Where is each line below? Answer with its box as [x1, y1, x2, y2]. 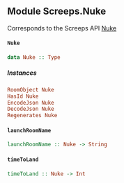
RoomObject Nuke [7, 86, 54, 93]
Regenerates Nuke [7, 112, 58, 119]
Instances [7, 69, 37, 77]
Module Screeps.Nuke [7, 6, 107, 17]
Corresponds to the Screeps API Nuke [7, 24, 117, 32]
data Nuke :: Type [7, 54, 61, 61]
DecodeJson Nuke [7, 105, 54, 113]
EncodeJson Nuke [7, 99, 54, 106]
